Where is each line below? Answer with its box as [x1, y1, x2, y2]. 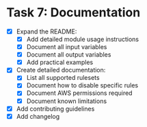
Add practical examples [26, 58, 94, 66]
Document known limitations [26, 97, 107, 105]
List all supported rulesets [26, 74, 100, 82]
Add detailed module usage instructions [26, 36, 139, 43]
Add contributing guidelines [16, 104, 95, 113]
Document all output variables [26, 51, 111, 59]
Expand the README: [16, 27, 77, 36]
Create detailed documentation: [16, 66, 106, 74]
